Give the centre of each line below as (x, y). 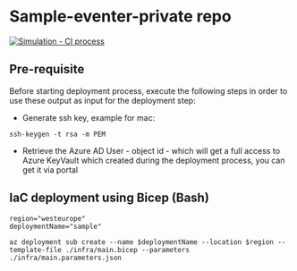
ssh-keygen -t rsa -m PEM (57, 134)
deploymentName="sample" (55, 226)
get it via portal (50, 169)
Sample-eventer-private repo (120, 17)
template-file (36, 250)
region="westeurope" (48, 218)
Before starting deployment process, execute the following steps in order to (148, 90)
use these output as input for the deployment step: (102, 100)
